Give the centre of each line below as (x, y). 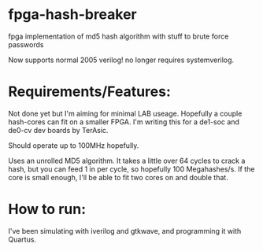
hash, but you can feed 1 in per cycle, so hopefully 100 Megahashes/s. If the (131, 169)
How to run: (47, 209)
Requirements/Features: (90, 92)
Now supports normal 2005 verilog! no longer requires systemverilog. (121, 60)
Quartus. (22, 239)
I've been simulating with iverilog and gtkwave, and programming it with (125, 231)
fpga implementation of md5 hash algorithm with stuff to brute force (119, 36)
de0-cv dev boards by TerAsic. (58, 130)
